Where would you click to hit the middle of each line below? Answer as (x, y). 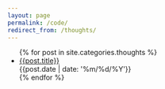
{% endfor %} (42, 78)
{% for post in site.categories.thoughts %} (88, 53)
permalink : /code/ (38, 23)
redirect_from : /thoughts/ (52, 30)
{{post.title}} (39, 61)
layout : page (29, 15)
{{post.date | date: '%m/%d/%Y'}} (75, 69)
